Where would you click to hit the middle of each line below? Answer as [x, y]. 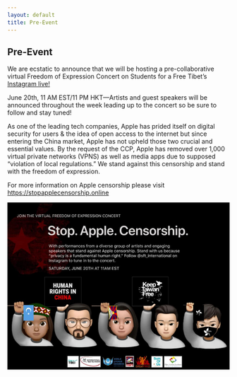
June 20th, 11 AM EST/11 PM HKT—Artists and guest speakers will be [108, 98]
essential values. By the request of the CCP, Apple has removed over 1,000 [116, 149]
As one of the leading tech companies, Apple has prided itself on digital [111, 127]
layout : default [31, 15]
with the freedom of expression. [54, 172]
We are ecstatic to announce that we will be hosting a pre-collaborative [111, 69]
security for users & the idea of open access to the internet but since [107, 134]
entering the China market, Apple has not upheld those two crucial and [110, 141]
